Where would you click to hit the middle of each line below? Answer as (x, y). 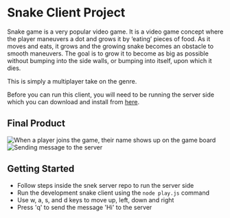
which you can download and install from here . (73, 101)
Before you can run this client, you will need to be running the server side (111, 95)
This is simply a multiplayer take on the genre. (72, 81)
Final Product (36, 124)
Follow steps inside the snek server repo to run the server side (105, 185)
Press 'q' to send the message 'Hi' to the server (84, 207)
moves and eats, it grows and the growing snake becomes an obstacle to (111, 46)
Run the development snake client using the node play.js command (113, 193)
